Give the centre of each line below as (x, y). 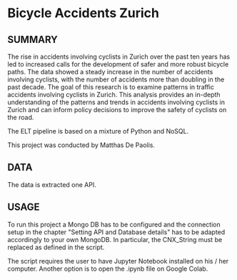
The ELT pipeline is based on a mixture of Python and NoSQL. (98, 131)
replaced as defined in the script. (56, 247)
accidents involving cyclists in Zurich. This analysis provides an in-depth (114, 95)
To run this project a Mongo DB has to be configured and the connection (114, 224)
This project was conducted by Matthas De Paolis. (81, 145)
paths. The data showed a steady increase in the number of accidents (110, 72)
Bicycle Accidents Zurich (83, 13)
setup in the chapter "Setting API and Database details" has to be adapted (116, 232)
